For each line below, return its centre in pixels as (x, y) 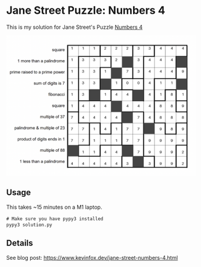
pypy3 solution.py (29, 225)
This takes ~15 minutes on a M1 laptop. (54, 207)
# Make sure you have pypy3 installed (55, 219)
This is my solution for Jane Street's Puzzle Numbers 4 (74, 27)
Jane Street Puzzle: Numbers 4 (86, 10)
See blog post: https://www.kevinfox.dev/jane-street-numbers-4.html (92, 257)
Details (20, 243)
